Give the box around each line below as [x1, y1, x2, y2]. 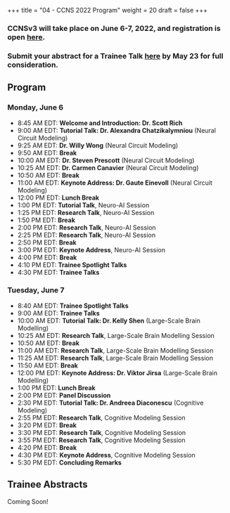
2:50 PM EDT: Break [17, 238, 77, 247]
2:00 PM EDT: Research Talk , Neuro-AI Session [17, 223, 156, 231]
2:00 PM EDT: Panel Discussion [17, 391, 111, 399]
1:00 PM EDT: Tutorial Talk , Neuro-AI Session [17, 200, 150, 209]
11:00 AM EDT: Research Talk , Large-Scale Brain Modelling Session [17, 346, 214, 354]
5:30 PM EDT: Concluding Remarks [17, 458, 122, 467]
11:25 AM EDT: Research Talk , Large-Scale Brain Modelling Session [17, 353, 213, 362]
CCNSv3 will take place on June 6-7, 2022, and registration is [7, 23, 221, 33]
